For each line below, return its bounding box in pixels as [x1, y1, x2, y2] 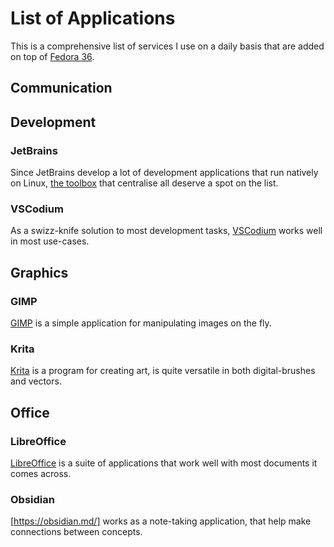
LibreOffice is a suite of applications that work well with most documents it [10, 457, 318, 469]
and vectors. [10, 375, 62, 387]
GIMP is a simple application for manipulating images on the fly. [10, 317, 272, 329]
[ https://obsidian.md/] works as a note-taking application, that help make [10, 515, 312, 527]
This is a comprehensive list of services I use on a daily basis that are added [10, 40, 325, 52]
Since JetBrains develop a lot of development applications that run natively [10, 167, 319, 179]
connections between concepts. [10, 526, 143, 538]
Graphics [10, 264, 69, 281]
